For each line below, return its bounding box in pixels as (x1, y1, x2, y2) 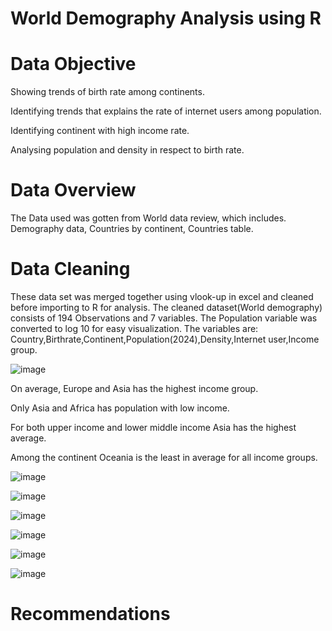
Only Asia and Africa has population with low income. (10, 402, 230, 414)
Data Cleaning (10, 258, 131, 281)
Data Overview (10, 179, 137, 202)
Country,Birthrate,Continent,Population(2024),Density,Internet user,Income (10, 333, 320, 345)
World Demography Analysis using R (10, 7, 322, 30)
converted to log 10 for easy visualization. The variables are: (10, 323, 259, 334)
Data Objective (10, 53, 137, 76)
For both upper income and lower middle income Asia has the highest (10, 422, 297, 433)
